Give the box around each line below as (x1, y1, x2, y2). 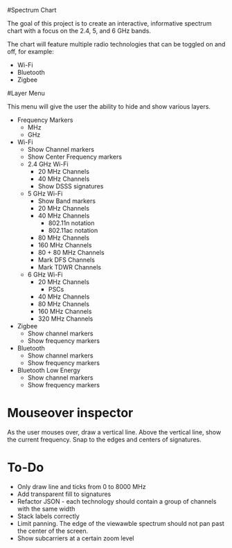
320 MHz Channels (37, 315, 93, 323)
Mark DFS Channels (37, 256, 96, 264)
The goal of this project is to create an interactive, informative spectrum (7, 19, 212, 27)
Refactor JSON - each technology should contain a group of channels (17, 497, 217, 505)
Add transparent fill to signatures (17, 490, 111, 498)
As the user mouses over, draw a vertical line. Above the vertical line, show (7, 427, 222, 436)
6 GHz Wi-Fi (27, 270, 64, 279)
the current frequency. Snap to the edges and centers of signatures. (7, 435, 202, 443)
